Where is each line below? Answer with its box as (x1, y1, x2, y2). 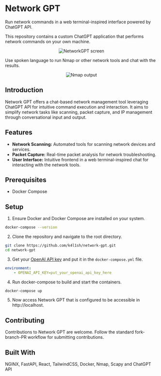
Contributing (5, 316, 45, 325)
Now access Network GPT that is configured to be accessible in (12, 297, 140, 303)
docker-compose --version (5, 225, 57, 230)
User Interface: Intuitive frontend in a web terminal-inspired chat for (12, 157, 149, 162)
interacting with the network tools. (12, 162, 81, 168)
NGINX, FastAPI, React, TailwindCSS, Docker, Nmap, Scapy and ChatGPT (5, 361, 151, 367)
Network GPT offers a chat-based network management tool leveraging (5, 99, 149, 105)
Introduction (5, 86, 44, 94)
